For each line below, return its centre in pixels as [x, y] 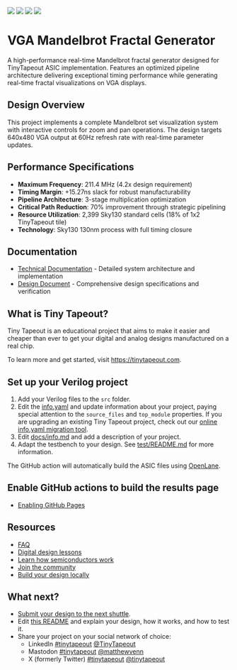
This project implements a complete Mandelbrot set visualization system [113, 122]
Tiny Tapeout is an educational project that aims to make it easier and [109, 331]
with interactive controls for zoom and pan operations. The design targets [115, 130]
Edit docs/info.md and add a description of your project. [99, 437]
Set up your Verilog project [68, 382]
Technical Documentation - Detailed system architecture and [106, 269]
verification [34, 292]
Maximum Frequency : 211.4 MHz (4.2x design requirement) [105, 184]
